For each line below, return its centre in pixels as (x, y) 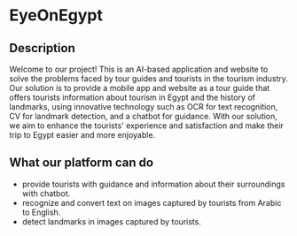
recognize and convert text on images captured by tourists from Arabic (152, 202)
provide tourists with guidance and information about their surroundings (153, 184)
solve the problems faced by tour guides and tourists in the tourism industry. (148, 79)
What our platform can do (81, 163)
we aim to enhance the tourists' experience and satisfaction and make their (146, 126)
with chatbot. (46, 193)
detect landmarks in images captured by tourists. (111, 221)
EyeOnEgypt (56, 15)
